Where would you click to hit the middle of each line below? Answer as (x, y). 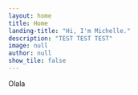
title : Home (28, 23)
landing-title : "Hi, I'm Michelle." (69, 31)
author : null (30, 53)
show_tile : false (37, 61)
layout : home (30, 16)
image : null (28, 46)
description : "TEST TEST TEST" (61, 38)
